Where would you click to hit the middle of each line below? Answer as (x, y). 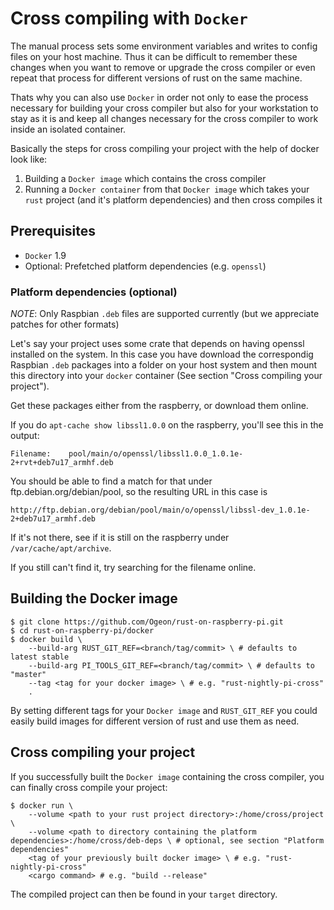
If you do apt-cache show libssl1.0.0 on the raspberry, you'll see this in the (167, 425)
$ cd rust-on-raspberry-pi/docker (82, 630)
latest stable (40, 657)
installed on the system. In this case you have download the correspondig (162, 354)
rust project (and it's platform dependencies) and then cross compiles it (173, 199)
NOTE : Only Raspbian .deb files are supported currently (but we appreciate (165, 314)
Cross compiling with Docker (129, 18)
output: (25, 436)
